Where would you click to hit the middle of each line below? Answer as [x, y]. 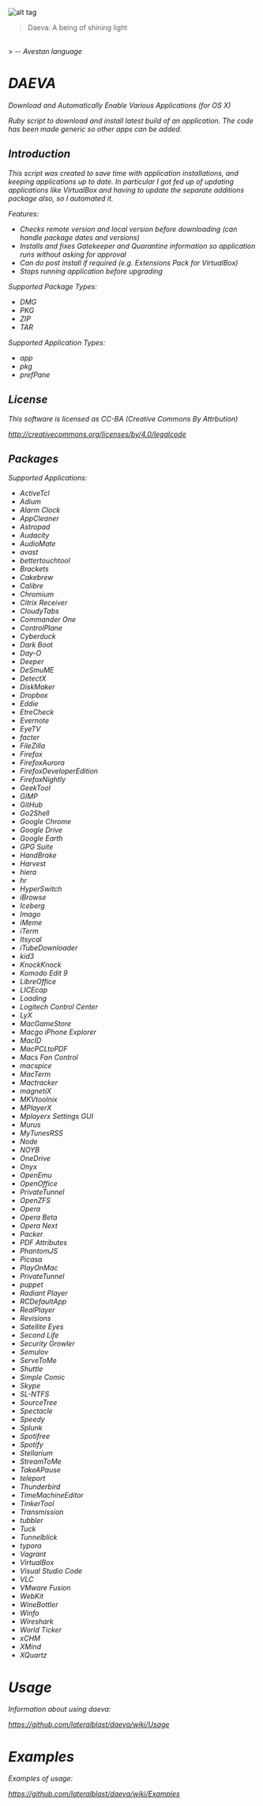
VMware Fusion [45, 1588]
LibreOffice [38, 982]
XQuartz [33, 1655]
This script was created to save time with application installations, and [123, 173]
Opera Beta [38, 1217]
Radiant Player [44, 1293]
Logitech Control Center [59, 1007]
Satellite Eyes [41, 1327]
